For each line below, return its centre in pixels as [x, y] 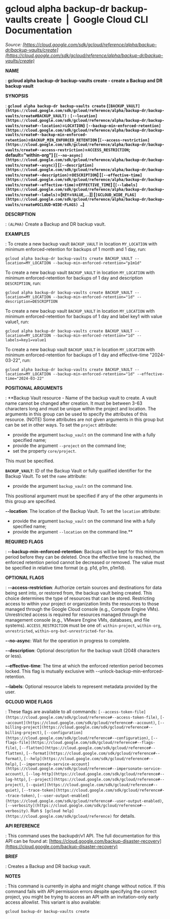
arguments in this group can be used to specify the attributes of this [76, 414]
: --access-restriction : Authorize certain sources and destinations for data [84, 587]
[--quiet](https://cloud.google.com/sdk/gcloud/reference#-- [92, 785]
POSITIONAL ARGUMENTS [34, 388]
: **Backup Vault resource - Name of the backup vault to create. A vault [81, 398]
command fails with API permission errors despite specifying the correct [81, 891]
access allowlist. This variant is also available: [53, 902]
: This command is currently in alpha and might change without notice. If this [85, 886]
